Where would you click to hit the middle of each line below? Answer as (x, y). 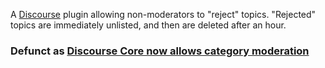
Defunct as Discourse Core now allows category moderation (160, 51)
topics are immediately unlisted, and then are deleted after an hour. (148, 25)
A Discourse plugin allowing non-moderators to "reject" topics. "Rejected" (163, 14)
